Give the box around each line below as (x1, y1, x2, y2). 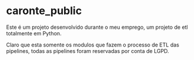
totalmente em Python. (6, 29, 62, 36)
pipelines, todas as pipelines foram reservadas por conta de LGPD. (6, 47, 169, 54)
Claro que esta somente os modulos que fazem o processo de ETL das (6, 41, 180, 48)
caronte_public (6, 4, 82, 18)
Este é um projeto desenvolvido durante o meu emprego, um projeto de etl (6, 24, 188, 31)
